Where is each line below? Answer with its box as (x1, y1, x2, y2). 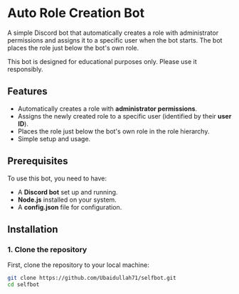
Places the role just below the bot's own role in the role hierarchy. (17, 126, 210, 136)
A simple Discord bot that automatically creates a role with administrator (7, 28, 219, 37)
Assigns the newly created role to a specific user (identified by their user (17, 111, 232, 120)
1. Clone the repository (7, 244, 87, 254)
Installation (7, 223, 58, 235)
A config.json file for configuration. (17, 202, 122, 211)
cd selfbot (7, 281, 40, 288)
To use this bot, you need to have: (7, 174, 107, 183)
